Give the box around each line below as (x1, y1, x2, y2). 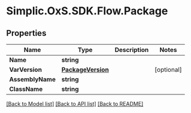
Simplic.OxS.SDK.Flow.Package (6, 4, 168, 18)
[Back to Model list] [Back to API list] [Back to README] (6, 100, 144, 107)
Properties (6, 28, 47, 38)
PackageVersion (61, 66, 109, 74)
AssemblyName (9, 75, 56, 83)
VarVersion (9, 66, 42, 74)
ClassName (9, 85, 43, 93)
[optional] (154, 66, 183, 74)
